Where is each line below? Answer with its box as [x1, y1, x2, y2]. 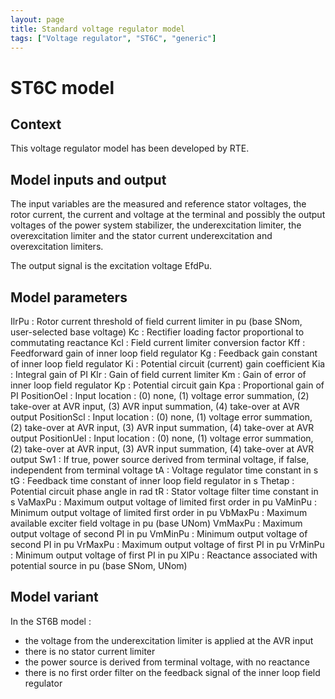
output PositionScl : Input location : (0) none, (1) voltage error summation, [10, 411, 313, 423]
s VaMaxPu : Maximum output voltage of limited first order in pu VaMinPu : [10, 496, 317, 508]
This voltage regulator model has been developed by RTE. [10, 142, 250, 155]
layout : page [10, 14, 65, 25]
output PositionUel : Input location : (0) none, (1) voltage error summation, [10, 432, 314, 444]
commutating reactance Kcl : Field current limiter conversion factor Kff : [10, 337, 306, 348]
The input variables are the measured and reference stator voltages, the [10, 198, 307, 210]
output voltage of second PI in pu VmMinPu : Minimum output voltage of [10, 528, 308, 540]
